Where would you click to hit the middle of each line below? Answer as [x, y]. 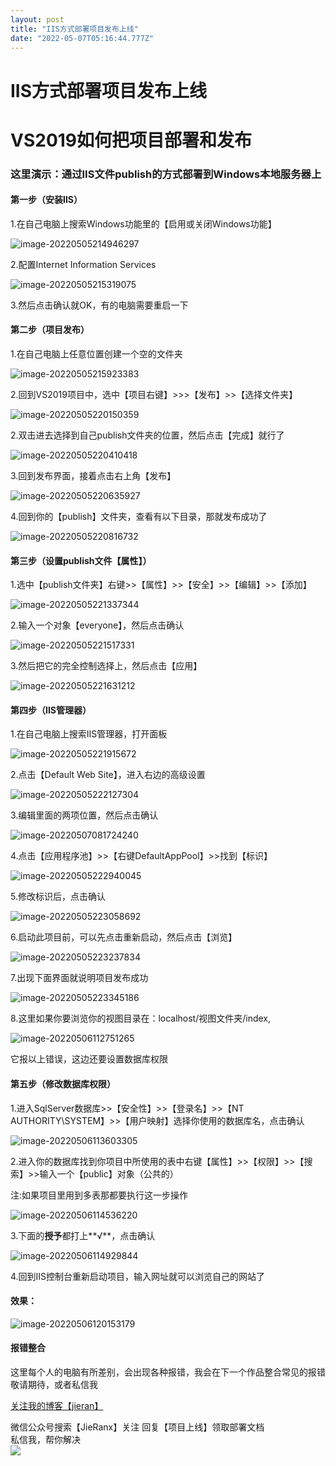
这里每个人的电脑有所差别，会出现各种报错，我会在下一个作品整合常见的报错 [168, 1372]
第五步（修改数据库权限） [63, 1084]
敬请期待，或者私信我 [54, 1385]
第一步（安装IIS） [46, 200]
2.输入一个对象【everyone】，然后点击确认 [97, 625]
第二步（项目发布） [50, 330]
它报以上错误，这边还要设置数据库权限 [89, 1059]
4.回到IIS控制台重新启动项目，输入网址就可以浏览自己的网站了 [138, 1276]
